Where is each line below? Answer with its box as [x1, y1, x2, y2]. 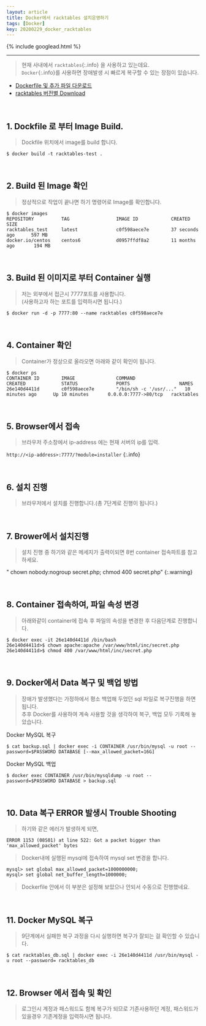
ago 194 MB [6, 243, 51, 249]
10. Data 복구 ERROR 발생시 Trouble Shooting [6, 807, 177, 818]
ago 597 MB [6, 232, 48, 238]
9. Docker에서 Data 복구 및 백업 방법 [6, 678, 139, 688]
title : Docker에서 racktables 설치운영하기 [6, 15, 109, 21]
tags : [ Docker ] [6, 20, 45, 26]
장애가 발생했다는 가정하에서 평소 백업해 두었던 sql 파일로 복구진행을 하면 [21, 695, 196, 702]
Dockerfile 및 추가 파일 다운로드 [15, 82, 93, 89]
